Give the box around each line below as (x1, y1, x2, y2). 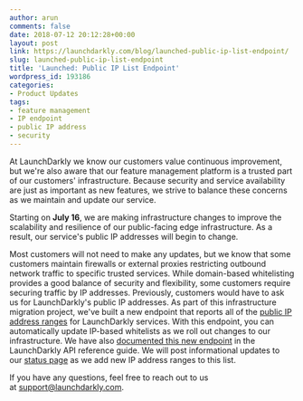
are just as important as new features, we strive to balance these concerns (9, 185, 288, 196)
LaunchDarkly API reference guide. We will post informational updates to (9, 345, 280, 356)
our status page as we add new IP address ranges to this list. (9, 354, 237, 365)
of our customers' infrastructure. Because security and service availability (9, 175, 286, 186)
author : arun (9, 13, 59, 23)
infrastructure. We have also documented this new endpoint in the (9, 335, 256, 346)
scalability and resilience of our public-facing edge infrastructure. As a (9, 221, 273, 232)
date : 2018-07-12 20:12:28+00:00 (9, 30, 136, 39)
